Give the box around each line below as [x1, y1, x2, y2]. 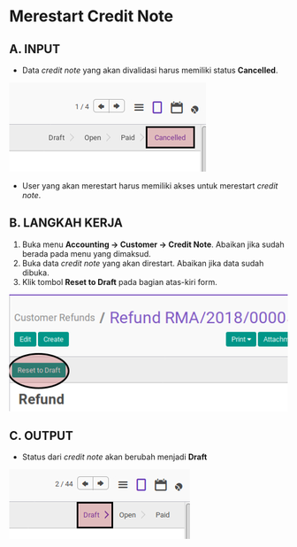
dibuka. [21, 267, 50, 278]
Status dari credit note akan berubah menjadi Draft [21, 451, 208, 462]
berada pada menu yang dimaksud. [21, 248, 152, 258]
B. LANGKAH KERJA [9, 215, 124, 231]
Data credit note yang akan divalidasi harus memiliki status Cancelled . [21, 65, 278, 75]
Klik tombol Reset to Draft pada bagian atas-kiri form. [21, 276, 218, 287]
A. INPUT [9, 42, 60, 57]
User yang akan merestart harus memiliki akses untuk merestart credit [21, 181, 278, 191]
